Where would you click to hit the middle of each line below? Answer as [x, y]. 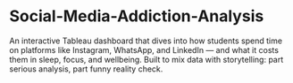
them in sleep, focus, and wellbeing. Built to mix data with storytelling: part [146, 59]
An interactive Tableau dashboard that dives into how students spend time [146, 41]
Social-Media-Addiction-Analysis [137, 16]
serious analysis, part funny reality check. [86, 69]
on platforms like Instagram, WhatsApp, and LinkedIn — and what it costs [144, 49]
